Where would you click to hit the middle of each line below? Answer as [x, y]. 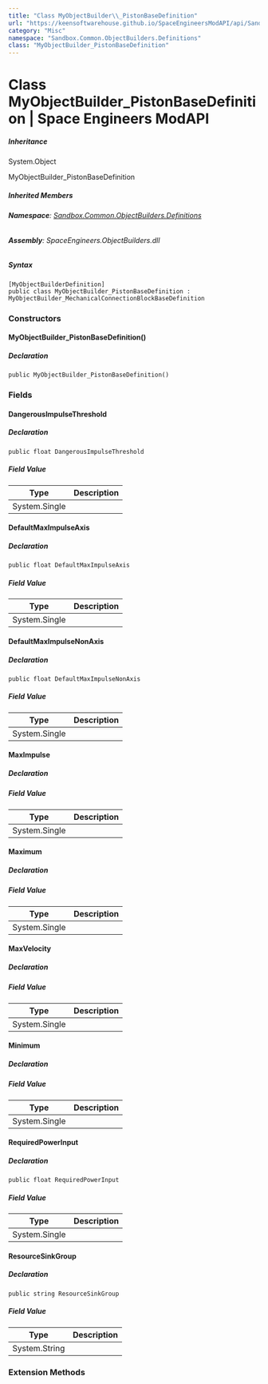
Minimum [24, 1046]
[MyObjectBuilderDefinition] [57, 284]
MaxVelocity [30, 949]
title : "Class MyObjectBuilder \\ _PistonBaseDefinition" [103, 16]
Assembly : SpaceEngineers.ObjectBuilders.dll [84, 240]
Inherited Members [41, 195]
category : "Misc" [37, 30]
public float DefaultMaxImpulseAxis [69, 565]
